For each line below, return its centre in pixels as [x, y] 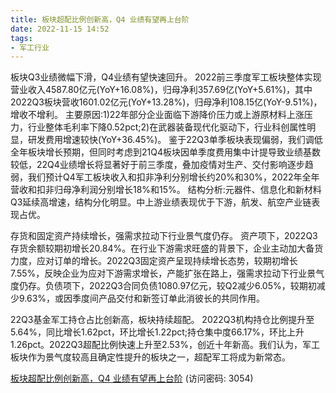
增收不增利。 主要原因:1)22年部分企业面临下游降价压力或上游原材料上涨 [157, 115]
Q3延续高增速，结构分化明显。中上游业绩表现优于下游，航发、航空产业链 [161, 202]
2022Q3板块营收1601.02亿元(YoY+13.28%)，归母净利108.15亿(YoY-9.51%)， [166, 102]
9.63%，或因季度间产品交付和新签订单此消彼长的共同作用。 [142, 298]
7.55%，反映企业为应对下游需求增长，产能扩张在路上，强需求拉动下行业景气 [167, 273]
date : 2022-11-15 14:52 [60, 29]
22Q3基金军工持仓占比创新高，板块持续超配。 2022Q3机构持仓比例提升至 [162, 320]
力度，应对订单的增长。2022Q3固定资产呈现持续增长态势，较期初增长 [154, 261]
